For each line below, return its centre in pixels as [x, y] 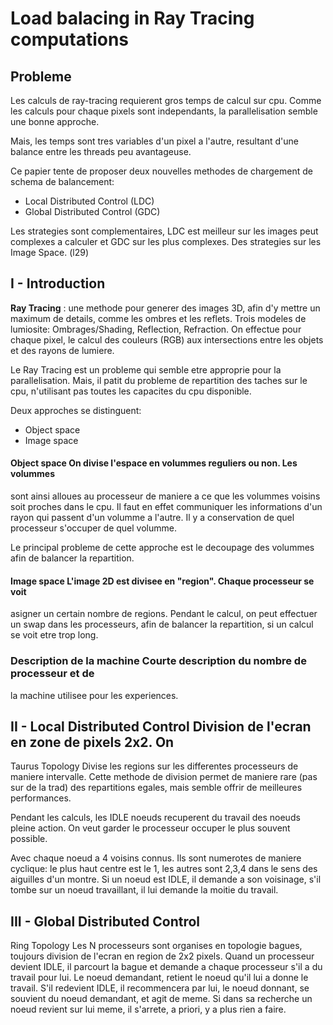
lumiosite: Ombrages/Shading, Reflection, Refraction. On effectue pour [156, 329]
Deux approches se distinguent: [76, 410]
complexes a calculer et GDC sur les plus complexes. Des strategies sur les [166, 241]
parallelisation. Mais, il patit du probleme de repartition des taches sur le [159, 380]
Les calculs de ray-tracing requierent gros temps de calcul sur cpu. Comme [166, 100]
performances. [41, 798]
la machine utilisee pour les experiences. [94, 695]
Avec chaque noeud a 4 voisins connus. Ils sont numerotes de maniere [156, 858]
